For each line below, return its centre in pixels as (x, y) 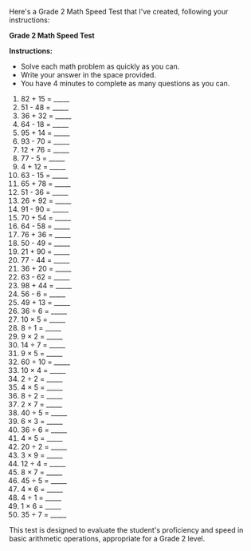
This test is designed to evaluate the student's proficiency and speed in (126, 530)
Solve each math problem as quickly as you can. (100, 66)
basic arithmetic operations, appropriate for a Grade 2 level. (107, 539)
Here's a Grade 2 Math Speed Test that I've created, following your (119, 12)
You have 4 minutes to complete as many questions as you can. (125, 83)
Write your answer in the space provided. (88, 75)
